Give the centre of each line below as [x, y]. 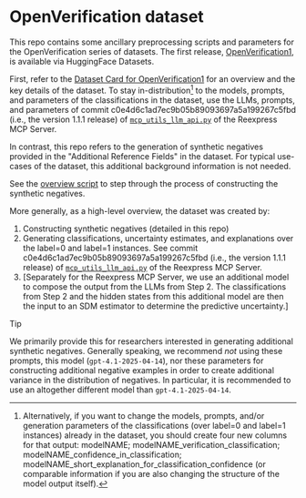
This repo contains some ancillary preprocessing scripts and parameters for [152, 42]
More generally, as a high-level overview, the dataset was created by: [140, 210]
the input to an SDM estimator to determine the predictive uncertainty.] [155, 306]
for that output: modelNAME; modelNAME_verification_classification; [151, 444]
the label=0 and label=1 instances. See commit [110, 248]
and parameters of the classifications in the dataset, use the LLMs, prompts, [153, 100]
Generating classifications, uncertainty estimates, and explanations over [158, 238]
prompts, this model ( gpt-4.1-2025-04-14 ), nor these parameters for [137, 361]
